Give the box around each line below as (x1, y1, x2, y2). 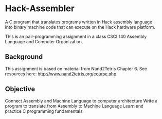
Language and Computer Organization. (5, 38, 83, 44)
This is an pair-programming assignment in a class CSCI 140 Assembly (5, 34, 147, 39)
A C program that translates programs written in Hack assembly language (5, 19, 152, 25)
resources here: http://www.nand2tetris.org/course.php (5, 71, 117, 77)
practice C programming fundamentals (5, 108, 83, 114)
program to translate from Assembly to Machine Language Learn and (5, 103, 144, 109)
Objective (5, 85, 36, 93)
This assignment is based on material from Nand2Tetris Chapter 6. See (5, 66, 147, 71)
